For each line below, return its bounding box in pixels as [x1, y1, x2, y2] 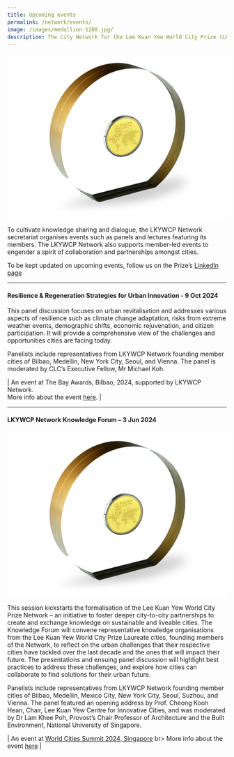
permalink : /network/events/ [7, 18, 92, 26]
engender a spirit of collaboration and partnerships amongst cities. [7, 248, 199, 256]
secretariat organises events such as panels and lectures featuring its [7, 233, 207, 241]
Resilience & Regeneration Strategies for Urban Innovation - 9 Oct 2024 [7, 291, 219, 299]
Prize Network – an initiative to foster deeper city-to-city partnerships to [7, 610, 214, 619]
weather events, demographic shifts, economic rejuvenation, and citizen [7, 322, 214, 330]
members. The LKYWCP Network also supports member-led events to [7, 241, 209, 249]
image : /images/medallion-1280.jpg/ [7, 26, 114, 33]
